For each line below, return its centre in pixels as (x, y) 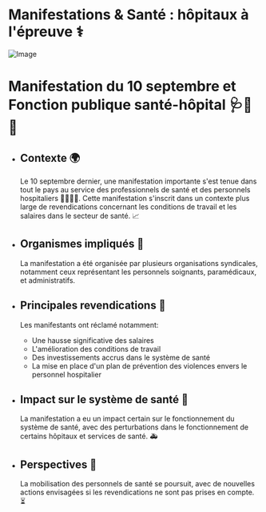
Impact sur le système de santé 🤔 (104, 399)
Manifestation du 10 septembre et (123, 87)
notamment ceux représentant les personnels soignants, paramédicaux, (138, 272)
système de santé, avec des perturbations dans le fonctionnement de (134, 427)
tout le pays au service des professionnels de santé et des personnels (135, 189)
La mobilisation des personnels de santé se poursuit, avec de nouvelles (137, 484)
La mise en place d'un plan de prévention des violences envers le (139, 365)
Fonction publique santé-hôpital (117, 105)
